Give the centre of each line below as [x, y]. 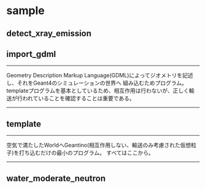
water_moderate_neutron [56, 178]
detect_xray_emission [49, 33]
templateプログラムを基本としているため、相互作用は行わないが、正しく [98, 91]
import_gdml [31, 54]
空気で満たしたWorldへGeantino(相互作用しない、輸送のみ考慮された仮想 [99, 145]
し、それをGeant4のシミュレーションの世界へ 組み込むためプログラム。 [97, 83]
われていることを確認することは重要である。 [78, 98]
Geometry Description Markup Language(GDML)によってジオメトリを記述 [100, 75]
